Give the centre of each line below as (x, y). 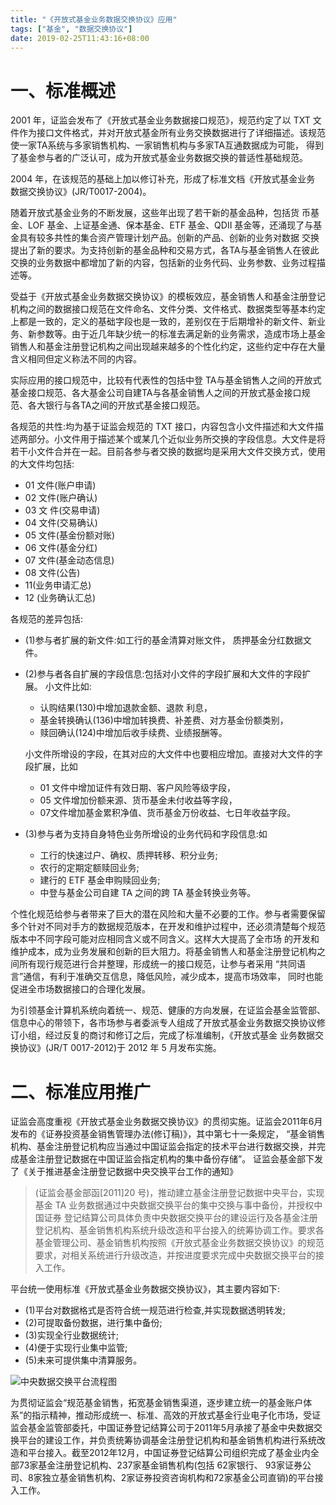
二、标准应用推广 (81, 1092)
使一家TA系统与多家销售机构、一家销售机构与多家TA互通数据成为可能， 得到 (167, 145)
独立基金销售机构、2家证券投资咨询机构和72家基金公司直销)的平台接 (182, 1478)
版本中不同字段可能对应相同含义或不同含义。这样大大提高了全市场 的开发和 (165, 939)
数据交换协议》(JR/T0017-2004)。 (81, 192)
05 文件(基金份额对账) (70, 535)
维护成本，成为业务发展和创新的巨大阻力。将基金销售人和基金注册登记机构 (163, 952)
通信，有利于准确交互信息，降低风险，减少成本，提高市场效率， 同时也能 (173, 977)
